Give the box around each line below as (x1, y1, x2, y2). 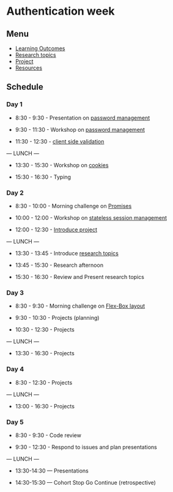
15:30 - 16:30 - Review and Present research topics (15, 273, 145, 280)
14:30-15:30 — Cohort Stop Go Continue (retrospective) (15, 479, 156, 486)
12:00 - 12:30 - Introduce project (15, 226, 98, 233)
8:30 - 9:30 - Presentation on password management (15, 114, 150, 121)
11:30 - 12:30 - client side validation (15, 137, 105, 145)
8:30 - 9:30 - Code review (15, 432, 81, 439)
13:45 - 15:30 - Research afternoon (15, 261, 104, 269)
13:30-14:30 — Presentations (15, 467, 89, 474)
